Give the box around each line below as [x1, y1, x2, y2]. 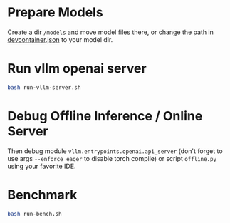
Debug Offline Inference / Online [7, 108, 203, 124]
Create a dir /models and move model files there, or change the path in [7, 28, 214, 36]
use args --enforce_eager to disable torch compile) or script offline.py [7, 154, 217, 162]
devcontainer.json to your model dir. [7, 35, 113, 43]
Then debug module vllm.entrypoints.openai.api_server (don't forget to [7, 147, 223, 155]
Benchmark [7, 187, 78, 203]
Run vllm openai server [7, 61, 147, 77]
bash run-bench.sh [7, 210, 62, 217]
